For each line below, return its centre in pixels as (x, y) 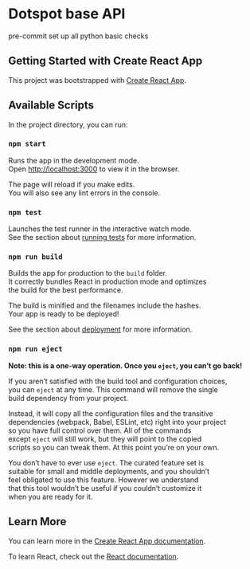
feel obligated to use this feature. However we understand (104, 480)
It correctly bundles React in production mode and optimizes (107, 282)
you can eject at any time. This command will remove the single (113, 389)
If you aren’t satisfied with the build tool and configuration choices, (118, 381)
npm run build (35, 257)
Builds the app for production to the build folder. (88, 273)
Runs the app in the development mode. (74, 160)
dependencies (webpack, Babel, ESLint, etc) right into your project (117, 422)
